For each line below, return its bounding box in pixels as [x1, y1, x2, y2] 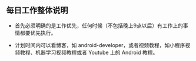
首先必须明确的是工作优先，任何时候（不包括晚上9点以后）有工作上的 [14, 22, 184, 29]
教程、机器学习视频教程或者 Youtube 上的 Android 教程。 [19, 49, 158, 56]
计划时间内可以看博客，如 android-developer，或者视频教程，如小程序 [14, 41, 185, 48]
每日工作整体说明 [6, 5, 68, 16]
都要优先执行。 [19, 29, 57, 36]
